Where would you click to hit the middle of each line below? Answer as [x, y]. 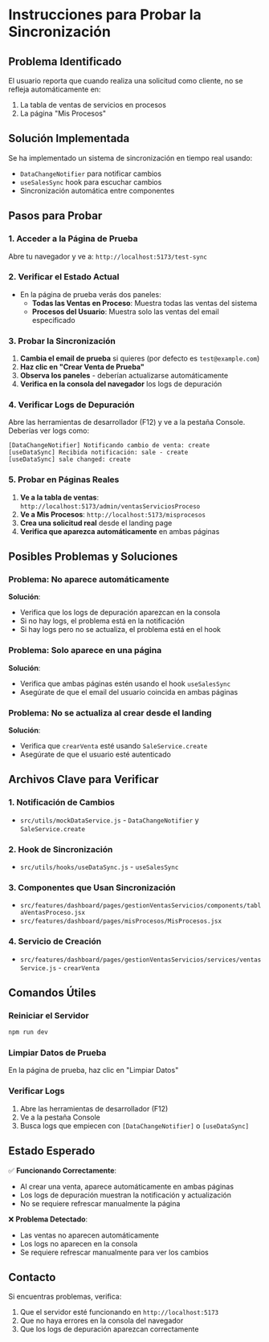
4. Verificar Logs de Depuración [71, 405]
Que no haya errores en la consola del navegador [102, 1321]
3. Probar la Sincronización [62, 341]
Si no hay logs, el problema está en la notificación [102, 621]
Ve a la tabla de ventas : [59, 497]
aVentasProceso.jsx [53, 913]
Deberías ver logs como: [49, 430]
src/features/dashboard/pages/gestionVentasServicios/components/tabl [141, 906]
